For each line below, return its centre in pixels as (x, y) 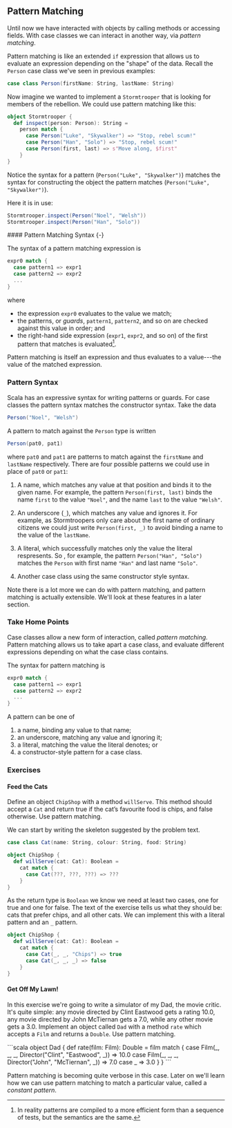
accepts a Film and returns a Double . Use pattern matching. (91, 1034)
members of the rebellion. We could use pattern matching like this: (102, 104)
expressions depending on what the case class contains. (88, 651)
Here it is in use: (30, 202)
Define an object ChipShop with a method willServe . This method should (110, 802)
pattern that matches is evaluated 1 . (67, 343)
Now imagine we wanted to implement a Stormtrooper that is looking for (109, 97)
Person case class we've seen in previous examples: (81, 70)
